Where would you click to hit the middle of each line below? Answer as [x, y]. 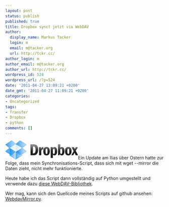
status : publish [22, 16]
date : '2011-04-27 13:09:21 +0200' [43, 86]
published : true [22, 21]
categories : [18, 96]
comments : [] [19, 128]
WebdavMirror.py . [24, 199]
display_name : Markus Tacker [40, 37]
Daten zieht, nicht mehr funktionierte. [44, 168]
